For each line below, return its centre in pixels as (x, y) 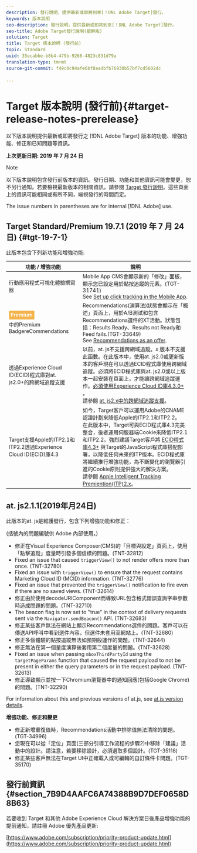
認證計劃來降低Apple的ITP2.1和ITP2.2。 (131, 417)
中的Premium (25, 325)
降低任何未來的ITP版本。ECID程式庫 (141, 454)
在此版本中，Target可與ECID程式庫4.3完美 (134, 425)
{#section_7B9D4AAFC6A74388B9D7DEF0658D (98, 794)
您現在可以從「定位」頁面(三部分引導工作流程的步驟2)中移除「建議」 (98, 743)
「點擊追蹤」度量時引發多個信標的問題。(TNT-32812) (79, 553)
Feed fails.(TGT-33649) (112, 334)
